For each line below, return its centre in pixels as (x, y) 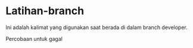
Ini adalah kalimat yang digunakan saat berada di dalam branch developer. (97, 27)
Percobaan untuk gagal (34, 39)
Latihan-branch (45, 11)
